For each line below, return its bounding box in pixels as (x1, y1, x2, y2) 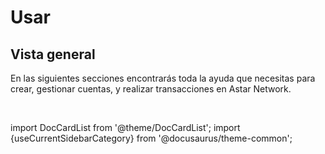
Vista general (10, 46, 96, 63)
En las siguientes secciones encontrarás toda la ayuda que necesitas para (10, 72, 316, 84)
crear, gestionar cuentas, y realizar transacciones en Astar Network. (10, 83, 292, 95)
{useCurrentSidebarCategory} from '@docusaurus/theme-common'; (10, 132, 293, 144)
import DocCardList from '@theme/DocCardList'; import (10, 122, 241, 133)
